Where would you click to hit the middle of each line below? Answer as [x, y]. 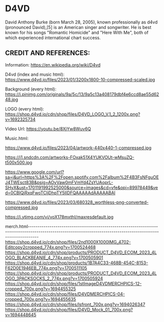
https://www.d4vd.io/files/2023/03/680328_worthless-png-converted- [77, 202]
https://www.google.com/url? [35, 172]
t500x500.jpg [19, 162]
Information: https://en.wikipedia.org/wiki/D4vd [53, 65]
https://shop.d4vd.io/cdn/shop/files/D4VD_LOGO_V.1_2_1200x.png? [73, 114]
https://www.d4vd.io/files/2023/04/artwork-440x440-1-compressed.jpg [78, 148]
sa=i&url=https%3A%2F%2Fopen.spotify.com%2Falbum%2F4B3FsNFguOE [82, 177]
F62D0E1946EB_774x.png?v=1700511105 [46, 268]
